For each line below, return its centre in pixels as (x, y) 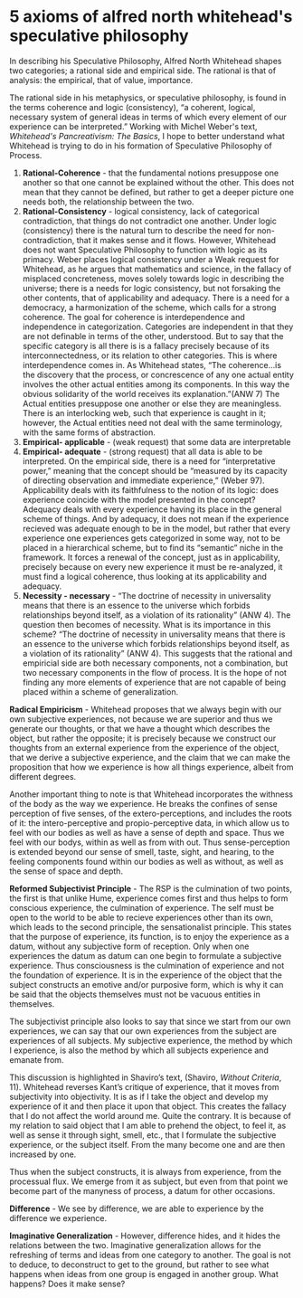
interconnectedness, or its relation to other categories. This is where (150, 355)
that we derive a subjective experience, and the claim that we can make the (150, 757)
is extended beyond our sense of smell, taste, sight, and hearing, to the (142, 851)
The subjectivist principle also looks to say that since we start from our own (150, 1021)
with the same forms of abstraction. (89, 432)
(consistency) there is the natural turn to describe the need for (138, 230)
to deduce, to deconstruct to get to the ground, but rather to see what (139, 1265)
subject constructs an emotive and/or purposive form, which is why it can (147, 984)
